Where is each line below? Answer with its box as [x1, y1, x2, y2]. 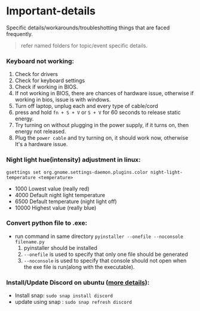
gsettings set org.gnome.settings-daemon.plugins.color [6, 169, 148, 175]
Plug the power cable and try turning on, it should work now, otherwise [14, 134, 189, 141]
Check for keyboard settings [14, 77, 85, 84]
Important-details [6, 4, 96, 18]
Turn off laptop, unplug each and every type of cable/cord [14, 102, 158, 110]
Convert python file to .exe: [6, 219, 88, 227]
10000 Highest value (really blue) [14, 204, 97, 211]
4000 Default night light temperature [14, 191, 106, 198]
